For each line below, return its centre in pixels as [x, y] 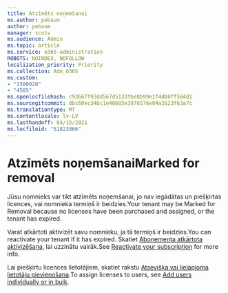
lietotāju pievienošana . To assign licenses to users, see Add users [100, 275]
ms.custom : [23, 78]
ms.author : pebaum [33, 20]
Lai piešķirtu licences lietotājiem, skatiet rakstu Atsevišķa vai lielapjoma [108, 267]
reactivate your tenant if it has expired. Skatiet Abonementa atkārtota [105, 239]
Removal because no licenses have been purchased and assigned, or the [111, 212]
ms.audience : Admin [35, 39]
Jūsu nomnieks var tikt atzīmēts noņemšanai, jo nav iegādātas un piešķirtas [114, 196]
